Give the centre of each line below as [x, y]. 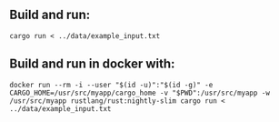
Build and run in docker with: [92, 64]
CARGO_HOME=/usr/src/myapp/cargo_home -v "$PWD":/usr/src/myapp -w [140, 93]
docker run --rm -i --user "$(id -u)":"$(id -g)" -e [111, 85]
